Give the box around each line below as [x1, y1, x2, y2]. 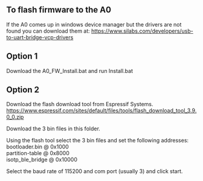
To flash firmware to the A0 [6, 5, 112, 15]
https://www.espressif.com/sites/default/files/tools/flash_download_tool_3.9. [6, 107, 197, 114]
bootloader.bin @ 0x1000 [6, 143, 69, 150]
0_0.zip [6, 113, 24, 121]
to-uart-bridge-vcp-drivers [6, 33, 74, 41]
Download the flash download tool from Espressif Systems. [6, 101, 153, 108]
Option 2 [6, 84, 39, 95]
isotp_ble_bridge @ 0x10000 [6, 156, 77, 164]
